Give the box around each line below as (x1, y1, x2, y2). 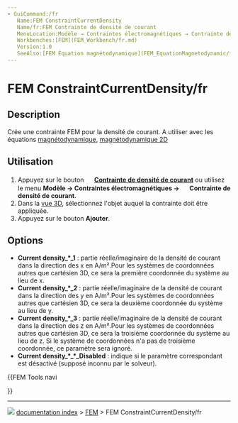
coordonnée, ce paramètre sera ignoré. (17, 344, 132, 352)
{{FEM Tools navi (7, 373, 57, 381)
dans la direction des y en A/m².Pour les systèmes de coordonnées (17, 291, 215, 300)
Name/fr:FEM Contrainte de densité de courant (16, 23, 157, 31)
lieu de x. (17, 276, 45, 285)
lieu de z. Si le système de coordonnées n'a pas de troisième (17, 336, 196, 345)
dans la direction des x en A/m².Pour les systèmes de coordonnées (17, 260, 215, 270)
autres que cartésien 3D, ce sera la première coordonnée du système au (17, 268, 229, 277)
